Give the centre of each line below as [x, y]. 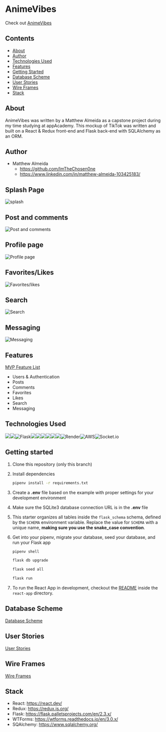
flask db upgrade [30, 560]
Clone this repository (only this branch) [52, 464]
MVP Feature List [23, 367]
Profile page [24, 245]
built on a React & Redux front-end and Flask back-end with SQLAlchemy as [83, 131]
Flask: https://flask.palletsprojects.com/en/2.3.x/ [62, 714]
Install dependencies [34, 474]
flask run [23, 579]
